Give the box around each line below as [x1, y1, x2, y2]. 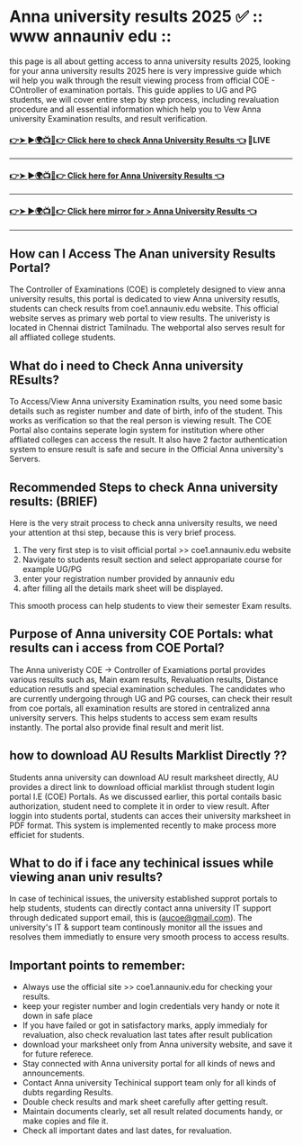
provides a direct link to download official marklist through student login [9, 781, 276, 792]
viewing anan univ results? [9, 869, 164, 885]
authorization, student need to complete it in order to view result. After [9, 800, 270, 812]
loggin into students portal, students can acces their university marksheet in [9, 810, 291, 821]
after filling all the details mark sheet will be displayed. [22, 583, 223, 594]
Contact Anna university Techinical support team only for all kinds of [22, 1077, 277, 1088]
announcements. [22, 1068, 85, 1078]
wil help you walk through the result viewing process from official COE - [9, 75, 276, 86]
